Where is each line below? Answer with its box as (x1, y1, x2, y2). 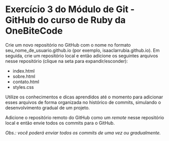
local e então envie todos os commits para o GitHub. (5, 120, 115, 126)
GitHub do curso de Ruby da (5, 14, 126, 26)
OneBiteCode (5, 25, 63, 37)
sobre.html (12, 73, 36, 79)
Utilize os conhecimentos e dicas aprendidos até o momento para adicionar (5, 94, 163, 100)
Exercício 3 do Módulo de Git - (5, 4, 135, 15)
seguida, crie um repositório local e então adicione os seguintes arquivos (5, 52, 158, 59)
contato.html (12, 79, 40, 85)
